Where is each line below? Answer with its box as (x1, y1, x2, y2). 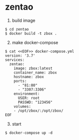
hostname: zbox (13, 74, 44, 79)
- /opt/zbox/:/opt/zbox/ (13, 108, 64, 113)
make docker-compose (12, 39, 59, 45)
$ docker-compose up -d (5, 130, 53, 135)
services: (5, 57, 25, 62)
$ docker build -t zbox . (5, 31, 57, 36)
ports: (13, 78, 27, 83)
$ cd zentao (5, 27, 29, 31)
